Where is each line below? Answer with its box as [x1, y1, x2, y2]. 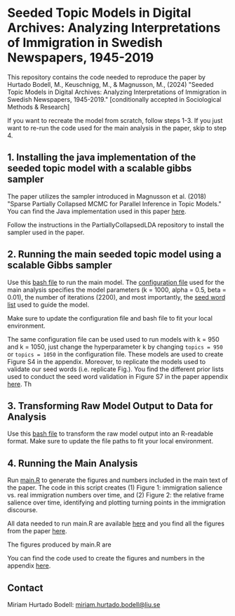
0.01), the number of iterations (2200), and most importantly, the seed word [7, 293, 226, 301]
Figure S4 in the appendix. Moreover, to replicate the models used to [7, 357, 206, 366]
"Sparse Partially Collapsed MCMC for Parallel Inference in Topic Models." [7, 199, 222, 208]
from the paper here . [7, 527, 67, 535]
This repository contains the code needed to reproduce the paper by [7, 72, 206, 81]
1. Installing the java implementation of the [7, 152, 196, 163]
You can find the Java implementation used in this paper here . [7, 207, 187, 215]
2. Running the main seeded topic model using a [7, 248, 222, 260]
